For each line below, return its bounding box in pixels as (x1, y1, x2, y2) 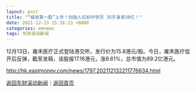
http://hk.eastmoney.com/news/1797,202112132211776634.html (6, 67, 161, 74)
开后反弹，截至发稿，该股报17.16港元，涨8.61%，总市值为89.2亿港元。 (6, 55, 179, 62)
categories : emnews (6, 25, 55, 31)
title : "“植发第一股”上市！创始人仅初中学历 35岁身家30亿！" (6, 14, 142, 20)
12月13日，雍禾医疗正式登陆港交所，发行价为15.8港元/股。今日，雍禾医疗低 (6, 48, 191, 55)
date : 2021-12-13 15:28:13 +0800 (6, 20, 89, 26)
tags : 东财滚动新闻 (6, 31, 49, 37)
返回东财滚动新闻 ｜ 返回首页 (6, 80, 74, 87)
